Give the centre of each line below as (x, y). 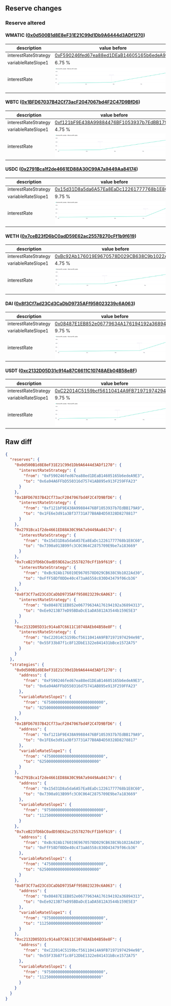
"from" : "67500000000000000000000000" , (66, 702)
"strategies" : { (27, 665)
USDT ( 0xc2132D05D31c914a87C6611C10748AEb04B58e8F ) (71, 371)
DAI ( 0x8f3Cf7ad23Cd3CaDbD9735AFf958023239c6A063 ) (70, 303)
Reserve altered (25, 23)
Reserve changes (34, 8)
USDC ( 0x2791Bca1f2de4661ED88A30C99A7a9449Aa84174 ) (72, 169)
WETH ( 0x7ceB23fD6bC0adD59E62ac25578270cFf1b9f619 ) (71, 236)
